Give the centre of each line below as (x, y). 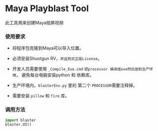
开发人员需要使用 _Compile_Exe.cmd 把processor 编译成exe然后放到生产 (81, 69)
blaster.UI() (18, 125)
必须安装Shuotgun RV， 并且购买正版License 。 (57, 59)
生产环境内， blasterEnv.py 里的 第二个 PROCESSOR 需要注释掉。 (75, 86)
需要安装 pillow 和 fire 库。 (41, 96)
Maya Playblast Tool (47, 9)
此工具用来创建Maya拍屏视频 (34, 22)
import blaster (21, 120)
